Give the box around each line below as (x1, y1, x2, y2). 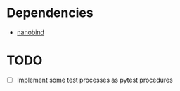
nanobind (16, 28, 45, 36)
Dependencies (6, 5, 94, 21)
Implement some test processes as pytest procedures (16, 76, 173, 84)
